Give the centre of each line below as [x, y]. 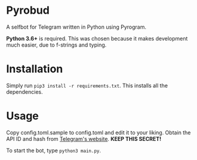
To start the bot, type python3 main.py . [54, 150]
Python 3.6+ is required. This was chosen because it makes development [97, 38]
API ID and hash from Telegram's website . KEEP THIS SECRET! [84, 139]
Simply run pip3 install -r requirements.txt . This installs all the [87, 85]
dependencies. [24, 92]
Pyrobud [28, 10]
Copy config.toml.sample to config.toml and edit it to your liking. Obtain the [98, 133]
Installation [35, 69]
